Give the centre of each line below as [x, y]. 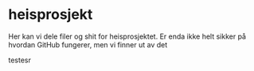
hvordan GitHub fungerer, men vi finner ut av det [88, 44]
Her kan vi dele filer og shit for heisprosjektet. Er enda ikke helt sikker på [127, 36]
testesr [20, 60]
